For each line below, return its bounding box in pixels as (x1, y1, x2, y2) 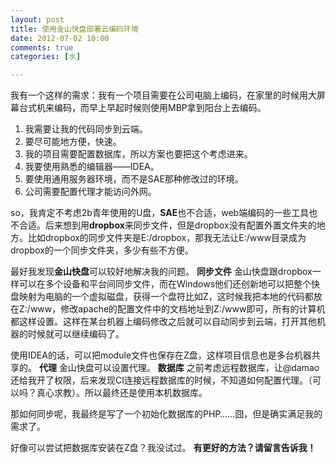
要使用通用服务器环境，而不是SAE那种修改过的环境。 (24, 173, 244, 185)
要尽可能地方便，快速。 (24, 136, 122, 148)
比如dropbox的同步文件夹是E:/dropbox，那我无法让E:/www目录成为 (27, 232, 307, 244)
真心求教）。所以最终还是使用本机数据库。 (36, 387, 208, 399)
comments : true (10, 42, 74, 53)
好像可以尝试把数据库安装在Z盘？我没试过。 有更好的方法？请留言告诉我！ (10, 442, 317, 454)
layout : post (10, 14, 65, 25)
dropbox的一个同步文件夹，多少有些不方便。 (10, 244, 194, 256)
